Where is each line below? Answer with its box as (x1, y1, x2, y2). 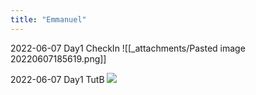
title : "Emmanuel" (10, 14, 87, 25)
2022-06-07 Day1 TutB (10, 73, 105, 85)
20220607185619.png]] (10, 52, 107, 65)
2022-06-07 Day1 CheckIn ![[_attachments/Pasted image (10, 42, 246, 54)
